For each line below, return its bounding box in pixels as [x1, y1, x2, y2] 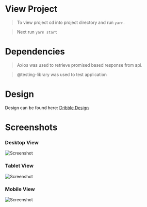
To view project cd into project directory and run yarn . [16, 19, 125, 25]
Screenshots [5, 122, 58, 132]
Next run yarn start [16, 29, 57, 35]
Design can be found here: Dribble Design [5, 105, 89, 111]
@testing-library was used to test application [16, 72, 107, 77]
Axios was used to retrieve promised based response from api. [16, 62, 143, 68]
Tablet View [5, 162, 34, 169]
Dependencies [5, 46, 65, 57]
